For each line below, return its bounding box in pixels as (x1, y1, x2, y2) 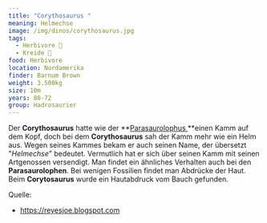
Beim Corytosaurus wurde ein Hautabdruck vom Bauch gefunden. (8, 174, 229, 184)
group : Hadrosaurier (8, 101, 78, 109)
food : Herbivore (8, 57, 63, 65)
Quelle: (8, 190, 32, 200)
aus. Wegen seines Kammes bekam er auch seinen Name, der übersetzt (8, 140, 247, 150)
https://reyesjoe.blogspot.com (19, 205, 120, 215)
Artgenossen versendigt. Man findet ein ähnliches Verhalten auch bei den (8, 157, 252, 167)
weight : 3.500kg (8, 79, 63, 87)
